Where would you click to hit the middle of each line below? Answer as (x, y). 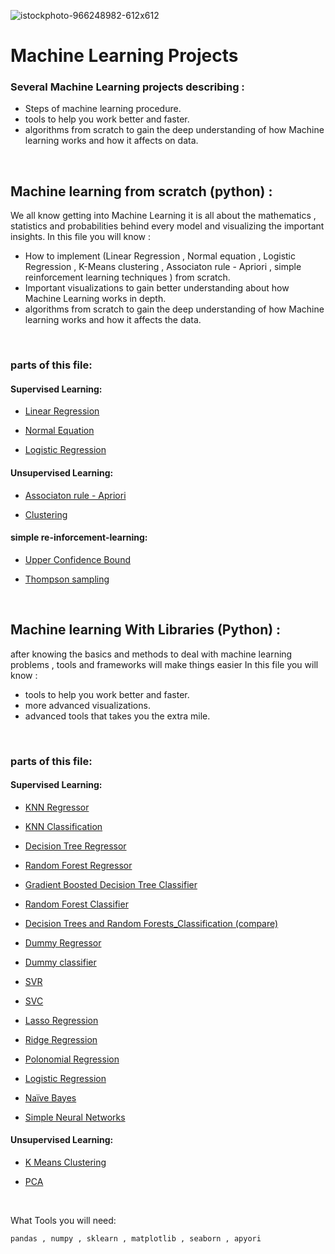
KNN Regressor (57, 807)
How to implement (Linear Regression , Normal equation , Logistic (160, 256)
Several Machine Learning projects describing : (127, 87)
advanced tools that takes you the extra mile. (117, 716)
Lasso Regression (61, 1020)
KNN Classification (63, 826)
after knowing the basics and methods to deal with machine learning (151, 654)
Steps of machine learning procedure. (103, 109)
